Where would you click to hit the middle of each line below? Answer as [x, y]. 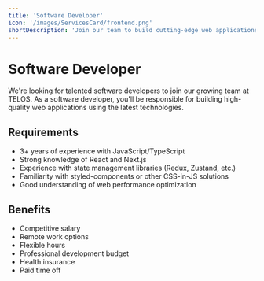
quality [19, 108]
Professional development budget [74, 253]
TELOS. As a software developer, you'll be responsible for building [115, 99]
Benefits [29, 209]
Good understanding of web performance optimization [108, 185]
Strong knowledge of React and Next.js [83, 160]
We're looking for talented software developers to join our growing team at [129, 91]
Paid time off [40, 270]
